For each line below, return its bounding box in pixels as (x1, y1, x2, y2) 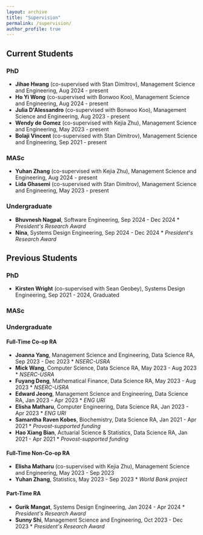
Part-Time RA (6, 490, 41, 497)
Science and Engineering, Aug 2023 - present (15, 112, 130, 120)
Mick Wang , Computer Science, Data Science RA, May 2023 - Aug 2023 (15, 364, 197, 371)
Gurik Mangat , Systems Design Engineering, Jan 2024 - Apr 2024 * (15, 503, 185, 511)
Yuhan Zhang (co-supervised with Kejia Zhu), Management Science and (15, 168, 197, 175)
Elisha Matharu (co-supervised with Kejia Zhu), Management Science (15, 463, 190, 470)
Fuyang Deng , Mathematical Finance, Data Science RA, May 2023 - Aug (15, 378, 196, 385)
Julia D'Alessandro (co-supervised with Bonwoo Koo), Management (15, 106, 187, 113)
